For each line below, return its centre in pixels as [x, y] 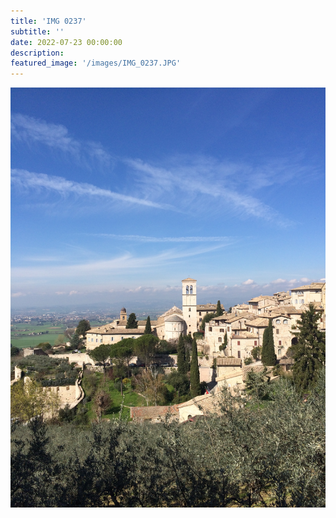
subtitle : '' [37, 31]
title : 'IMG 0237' [48, 21]
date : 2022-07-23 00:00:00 [66, 42]
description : [37, 53]
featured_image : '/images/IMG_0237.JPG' [96, 63]
